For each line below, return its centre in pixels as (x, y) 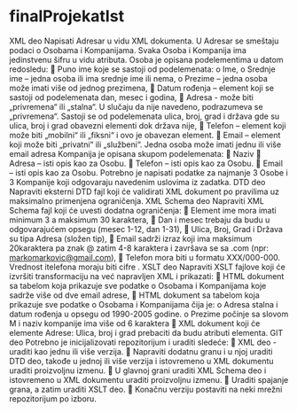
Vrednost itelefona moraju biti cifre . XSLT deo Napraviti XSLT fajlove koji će (147, 267)
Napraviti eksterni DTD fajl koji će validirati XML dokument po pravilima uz (145, 191)
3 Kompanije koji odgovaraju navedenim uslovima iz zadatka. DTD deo (137, 182)
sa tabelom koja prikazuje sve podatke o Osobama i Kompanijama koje (138, 285)
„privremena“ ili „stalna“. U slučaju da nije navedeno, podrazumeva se (136, 106)
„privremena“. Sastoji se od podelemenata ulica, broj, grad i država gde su (145, 116)
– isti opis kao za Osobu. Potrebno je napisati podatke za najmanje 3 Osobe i (148, 172)
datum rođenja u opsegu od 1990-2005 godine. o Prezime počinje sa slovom (149, 314)
